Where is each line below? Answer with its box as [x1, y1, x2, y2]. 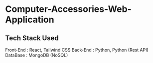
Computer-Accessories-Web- [5, 3, 132, 15]
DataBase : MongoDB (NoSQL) [5, 52, 68, 58]
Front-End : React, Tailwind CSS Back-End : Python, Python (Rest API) [5, 47, 149, 53]
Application [5, 14, 54, 25]
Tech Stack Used [5, 34, 59, 42]
